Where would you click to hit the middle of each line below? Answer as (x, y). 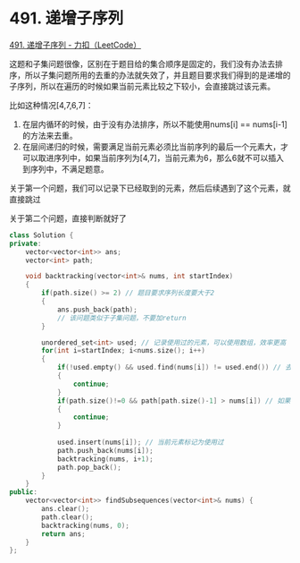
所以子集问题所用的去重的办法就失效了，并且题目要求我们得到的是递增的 (158, 75)
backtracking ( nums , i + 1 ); (105, 459)
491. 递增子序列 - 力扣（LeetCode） (75, 45)
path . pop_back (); (89, 467)
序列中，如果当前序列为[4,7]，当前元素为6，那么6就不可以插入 (168, 158)
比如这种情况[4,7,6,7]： (51, 105)
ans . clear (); (66, 509)
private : (25, 243)
